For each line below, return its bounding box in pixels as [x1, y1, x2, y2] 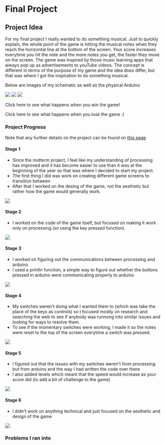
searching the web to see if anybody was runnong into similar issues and [12, 314, 161, 320]
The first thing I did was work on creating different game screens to [12, 173, 149, 178]
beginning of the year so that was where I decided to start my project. [12, 167, 154, 173]
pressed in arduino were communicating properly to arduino [12, 272, 134, 278]
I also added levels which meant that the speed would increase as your [12, 371, 157, 377]
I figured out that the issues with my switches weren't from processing [12, 361, 156, 367]
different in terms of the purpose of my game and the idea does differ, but [5, 67, 155, 73]
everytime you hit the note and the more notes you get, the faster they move [5, 52, 160, 58]
